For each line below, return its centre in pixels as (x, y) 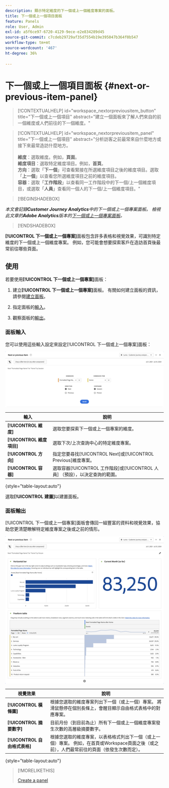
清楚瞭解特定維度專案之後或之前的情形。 (60, 529)
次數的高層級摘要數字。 (79, 729)
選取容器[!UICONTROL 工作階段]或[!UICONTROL (103, 468)
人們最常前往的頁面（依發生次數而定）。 (102, 749)
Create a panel (33, 780)
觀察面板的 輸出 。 (30, 318)
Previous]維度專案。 (73, 460)
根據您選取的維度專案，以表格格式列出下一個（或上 (103, 736)
